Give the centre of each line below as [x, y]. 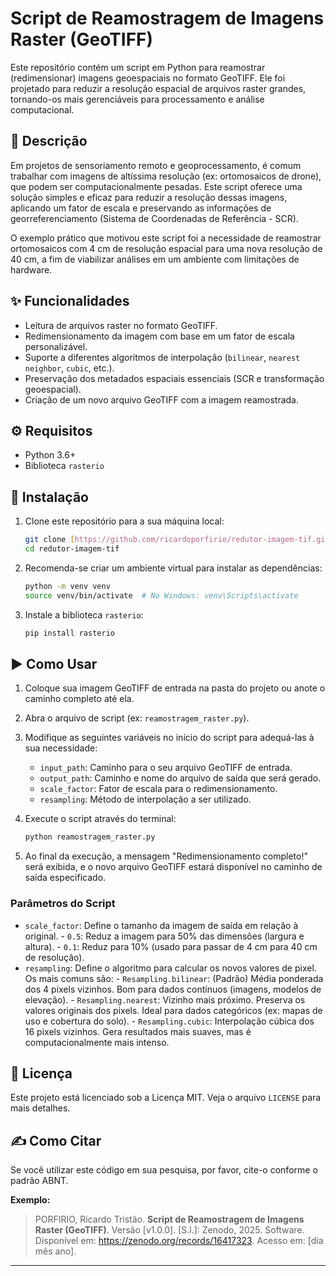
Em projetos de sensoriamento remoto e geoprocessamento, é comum [156, 165]
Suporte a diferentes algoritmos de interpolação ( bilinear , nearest [162, 357]
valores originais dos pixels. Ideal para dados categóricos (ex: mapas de [173, 1010]
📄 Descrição [49, 141]
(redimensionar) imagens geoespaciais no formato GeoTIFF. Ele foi [148, 78]
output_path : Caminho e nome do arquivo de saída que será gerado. [180, 778]
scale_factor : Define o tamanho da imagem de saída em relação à [161, 925]
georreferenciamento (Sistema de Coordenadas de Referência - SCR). [154, 218]
